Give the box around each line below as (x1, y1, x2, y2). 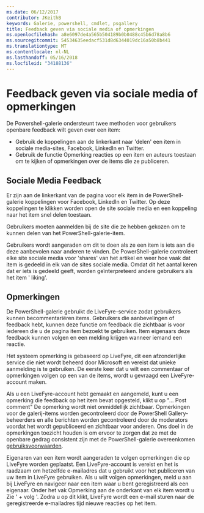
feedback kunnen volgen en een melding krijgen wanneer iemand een (6, 334, 182, 342)
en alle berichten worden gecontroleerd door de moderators (36, 416, 188, 424)
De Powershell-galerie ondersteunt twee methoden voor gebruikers (6, 120, 177, 127)
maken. (28, 378, 47, 386)
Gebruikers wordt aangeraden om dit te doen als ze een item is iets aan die (6, 241, 195, 249)
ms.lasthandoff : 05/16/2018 (6, 54, 78, 61)
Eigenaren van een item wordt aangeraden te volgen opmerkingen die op (6, 454, 191, 462)
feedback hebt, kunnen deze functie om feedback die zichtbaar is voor (6, 321, 185, 328)
